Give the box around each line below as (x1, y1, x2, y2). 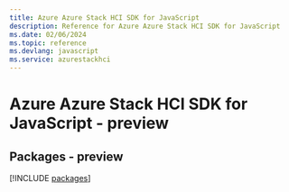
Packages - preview (9, 149, 124, 164)
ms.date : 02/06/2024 (9, 30, 88, 39)
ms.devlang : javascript (9, 47, 99, 56)
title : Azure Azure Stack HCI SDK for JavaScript (9, 13, 200, 23)
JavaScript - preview (9, 114, 170, 133)
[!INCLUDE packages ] (9, 173, 91, 183)
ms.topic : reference (9, 38, 88, 48)
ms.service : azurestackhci (9, 55, 111, 64)
